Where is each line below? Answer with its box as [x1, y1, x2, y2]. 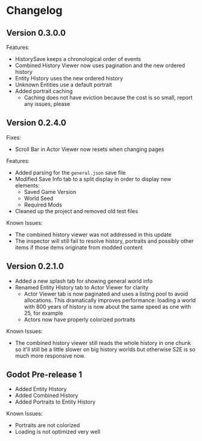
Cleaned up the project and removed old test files [14, 207, 139, 214]
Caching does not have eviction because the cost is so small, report [24, 94, 193, 101]
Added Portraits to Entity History [14, 398, 96, 405]
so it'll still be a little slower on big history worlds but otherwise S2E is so [14, 346, 196, 353]
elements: [14, 182, 40, 189]
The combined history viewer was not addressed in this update [14, 231, 172, 238]
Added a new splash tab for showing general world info [14, 277, 153, 285]
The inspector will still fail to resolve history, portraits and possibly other [14, 237, 194, 245]
